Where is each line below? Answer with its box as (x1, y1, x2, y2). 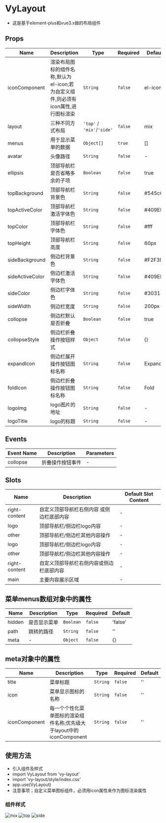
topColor (7, 223, 28, 230)
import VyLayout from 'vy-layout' (12, 771, 80, 777)
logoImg (7, 405, 27, 411)
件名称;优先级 (49, 720, 81, 726)
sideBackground (7, 256, 46, 263)
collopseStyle (7, 336, 40, 343)
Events (5, 435, 27, 444)
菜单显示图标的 (49, 688, 85, 695)
